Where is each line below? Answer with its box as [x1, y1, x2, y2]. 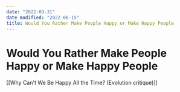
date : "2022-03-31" [6, 8, 56, 15]
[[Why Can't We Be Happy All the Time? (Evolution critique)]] [6, 79, 158, 87]
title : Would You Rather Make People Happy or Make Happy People [6, 20, 174, 26]
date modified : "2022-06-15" [6, 15, 80, 21]
